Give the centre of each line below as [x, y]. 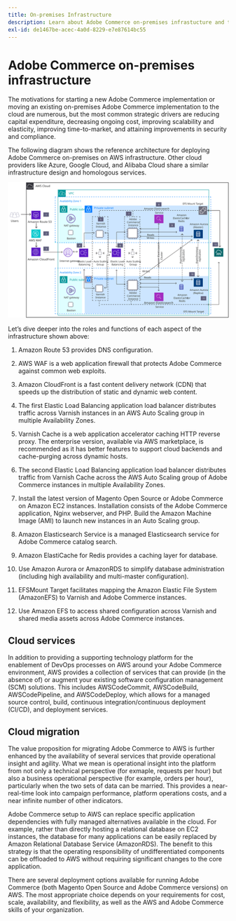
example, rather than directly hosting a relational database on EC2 [103, 829]
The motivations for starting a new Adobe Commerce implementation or [112, 100]
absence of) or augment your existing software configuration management [116, 680]
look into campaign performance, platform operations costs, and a [131, 793]
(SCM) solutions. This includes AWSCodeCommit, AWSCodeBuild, [103, 688]
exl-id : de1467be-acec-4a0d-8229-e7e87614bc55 [77, 29]
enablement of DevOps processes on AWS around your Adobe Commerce [115, 665]
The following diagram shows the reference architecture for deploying [109, 150]
